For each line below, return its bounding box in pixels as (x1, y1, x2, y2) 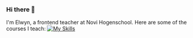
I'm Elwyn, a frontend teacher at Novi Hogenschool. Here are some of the (6, 19, 187, 26)
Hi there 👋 (6, 5, 36, 14)
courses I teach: (6, 25, 46, 32)
